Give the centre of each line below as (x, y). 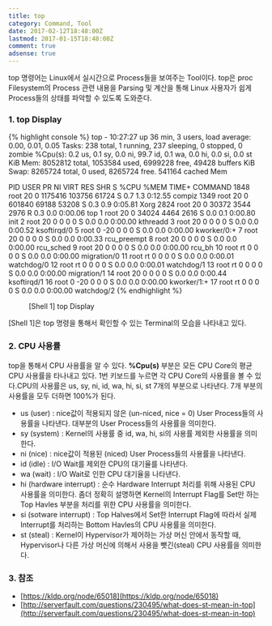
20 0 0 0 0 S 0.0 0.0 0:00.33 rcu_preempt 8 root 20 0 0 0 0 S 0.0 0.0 (123, 239)
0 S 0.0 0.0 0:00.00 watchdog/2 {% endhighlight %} (96, 291)
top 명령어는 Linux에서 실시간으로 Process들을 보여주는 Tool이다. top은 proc (131, 77)
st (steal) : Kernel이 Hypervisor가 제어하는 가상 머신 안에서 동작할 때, (130, 534)
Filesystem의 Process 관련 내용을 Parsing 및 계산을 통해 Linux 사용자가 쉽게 (130, 88)
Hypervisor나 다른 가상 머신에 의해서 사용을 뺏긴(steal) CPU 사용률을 (130, 545)
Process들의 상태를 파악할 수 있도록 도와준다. (80, 98)
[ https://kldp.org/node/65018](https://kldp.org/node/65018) (119, 596)
